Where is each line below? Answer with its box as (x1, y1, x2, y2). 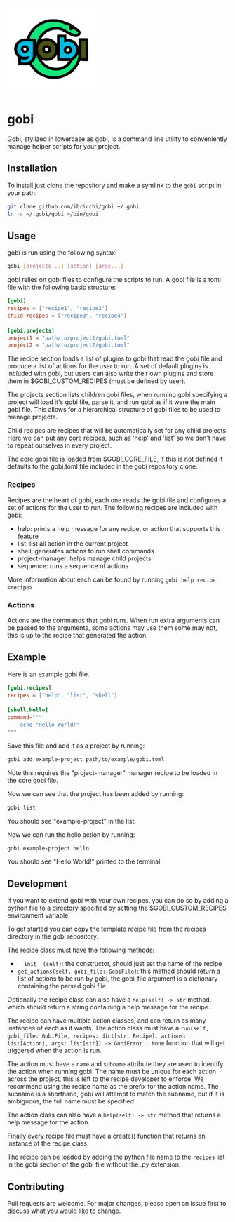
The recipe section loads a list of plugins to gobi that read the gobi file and (7, 354, 222, 363)
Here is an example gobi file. (7, 670, 90, 678)
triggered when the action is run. (7, 1047, 102, 1055)
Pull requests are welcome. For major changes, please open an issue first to (7, 1200, 227, 1208)
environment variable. (7, 911, 70, 920)
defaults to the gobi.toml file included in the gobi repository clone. (7, 462, 198, 471)
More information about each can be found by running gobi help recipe (7, 575, 216, 584)
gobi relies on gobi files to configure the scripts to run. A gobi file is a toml (7, 276, 221, 284)
